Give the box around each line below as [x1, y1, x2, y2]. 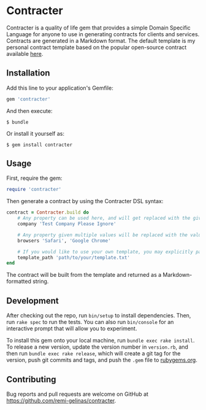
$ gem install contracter [6, 142, 72, 148]
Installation [6, 68, 50, 79]
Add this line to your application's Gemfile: [6, 84, 113, 91]
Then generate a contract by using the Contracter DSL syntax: [6, 198, 164, 205]
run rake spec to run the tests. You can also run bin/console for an [6, 319, 174, 326]
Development [6, 295, 59, 306]
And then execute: [6, 107, 53, 114]
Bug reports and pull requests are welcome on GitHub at [6, 390, 149, 398]
